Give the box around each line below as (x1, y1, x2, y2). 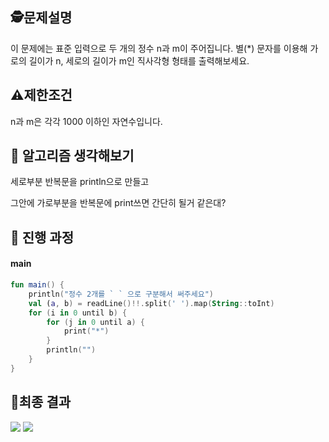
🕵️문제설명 (10, 9, 73, 27)
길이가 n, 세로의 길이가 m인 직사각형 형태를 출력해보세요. (28, 54, 250, 67)
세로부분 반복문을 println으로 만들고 (10, 176, 150, 188)
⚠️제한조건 (10, 87, 73, 104)
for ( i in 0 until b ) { (28, 308, 128, 318)
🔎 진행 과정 (10, 229, 75, 246)
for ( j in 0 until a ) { (46, 317, 145, 327)
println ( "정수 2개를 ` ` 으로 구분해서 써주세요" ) (28, 289, 214, 299)
